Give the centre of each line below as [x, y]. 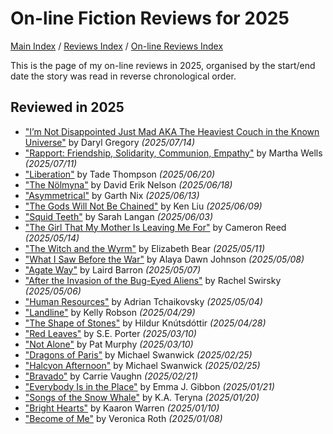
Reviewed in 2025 [67, 107]
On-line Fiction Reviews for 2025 [150, 18]
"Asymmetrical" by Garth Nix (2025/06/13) [112, 195]
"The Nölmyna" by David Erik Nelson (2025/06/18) [128, 184]
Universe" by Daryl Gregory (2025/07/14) [110, 142]
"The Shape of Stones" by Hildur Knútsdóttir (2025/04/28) [145, 323]
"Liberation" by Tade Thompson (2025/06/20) [120, 174]
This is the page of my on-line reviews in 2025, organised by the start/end [163, 65]
